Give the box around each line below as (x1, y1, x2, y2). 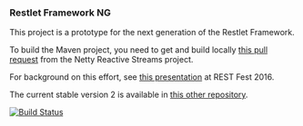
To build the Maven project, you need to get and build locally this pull (9, 44, 268, 55)
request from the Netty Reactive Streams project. (9, 54, 194, 65)
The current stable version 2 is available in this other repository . (9, 89, 248, 101)
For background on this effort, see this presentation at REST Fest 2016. (9, 72, 275, 82)
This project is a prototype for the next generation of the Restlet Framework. (9, 27, 296, 38)
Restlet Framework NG (9, 6, 111, 19)
